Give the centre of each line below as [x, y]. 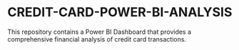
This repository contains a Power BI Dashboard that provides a [99, 32]
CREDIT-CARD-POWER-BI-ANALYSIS [120, 12]
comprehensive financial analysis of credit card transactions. [97, 39]
